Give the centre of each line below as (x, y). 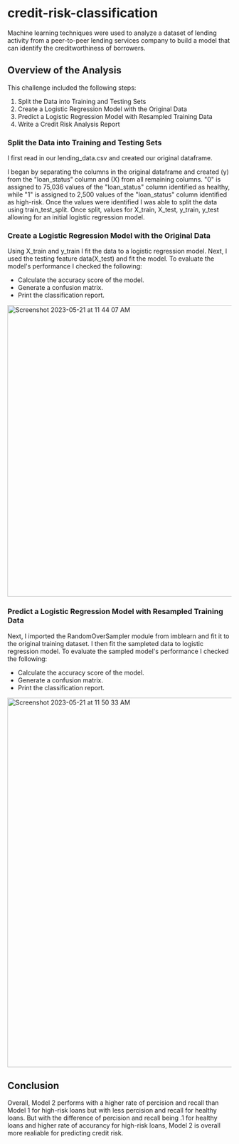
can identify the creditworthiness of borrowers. (76, 48)
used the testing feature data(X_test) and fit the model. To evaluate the (111, 259)
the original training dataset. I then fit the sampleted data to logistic (106, 643)
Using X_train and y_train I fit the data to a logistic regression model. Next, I (117, 251)
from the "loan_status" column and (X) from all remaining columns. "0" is (114, 180)
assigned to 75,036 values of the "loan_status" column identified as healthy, (118, 187)
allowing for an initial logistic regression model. (76, 217)
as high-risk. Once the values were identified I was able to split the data (112, 202)
